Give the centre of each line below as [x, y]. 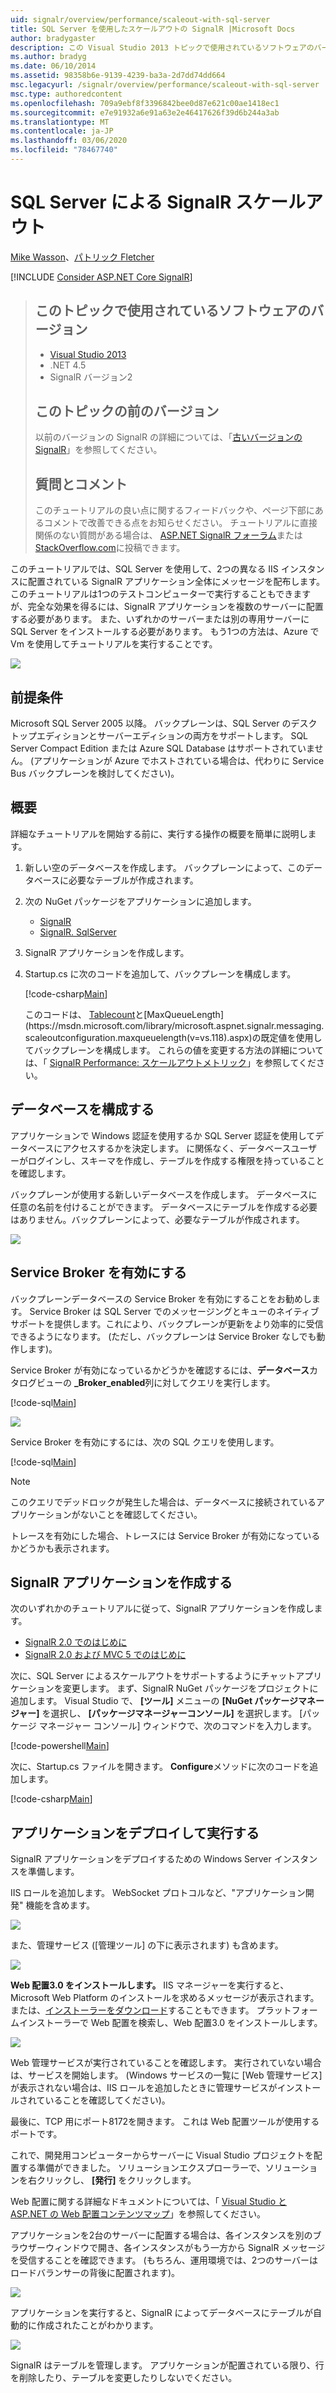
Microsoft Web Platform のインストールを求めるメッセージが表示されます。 [165, 1998]
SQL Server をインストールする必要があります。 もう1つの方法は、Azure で [165, 632]
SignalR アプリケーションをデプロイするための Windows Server [141, 1859]
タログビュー [36, 1382]
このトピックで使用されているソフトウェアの [173, 311]
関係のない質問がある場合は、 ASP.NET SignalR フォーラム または [168, 535]
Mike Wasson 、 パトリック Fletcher [82, 257]
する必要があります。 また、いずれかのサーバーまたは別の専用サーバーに [160, 619]
